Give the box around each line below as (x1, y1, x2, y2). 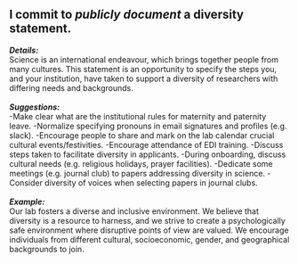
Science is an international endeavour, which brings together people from (9, 53, 278, 65)
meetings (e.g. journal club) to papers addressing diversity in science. (9, 168, 265, 178)
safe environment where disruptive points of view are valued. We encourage (9, 225, 289, 235)
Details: (9, 45, 39, 55)
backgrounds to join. (9, 243, 85, 254)
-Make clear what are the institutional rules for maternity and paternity (9, 111, 267, 121)
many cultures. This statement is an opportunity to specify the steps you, (9, 63, 278, 74)
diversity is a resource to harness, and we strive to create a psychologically (9, 215, 286, 226)
